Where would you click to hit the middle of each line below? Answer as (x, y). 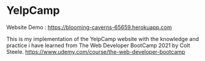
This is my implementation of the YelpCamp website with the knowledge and (102, 39)
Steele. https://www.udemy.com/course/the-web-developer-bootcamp (96, 51)
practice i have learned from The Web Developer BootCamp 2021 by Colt (99, 45)
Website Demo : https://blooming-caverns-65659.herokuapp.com (89, 27)
